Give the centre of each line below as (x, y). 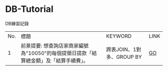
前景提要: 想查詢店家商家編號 (55, 46)
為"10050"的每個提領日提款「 (56, 53)
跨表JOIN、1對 (123, 49)
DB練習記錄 (17, 23)
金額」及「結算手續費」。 (59, 61)
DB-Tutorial (29, 9)
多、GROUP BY (124, 57)
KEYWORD (118, 36)
